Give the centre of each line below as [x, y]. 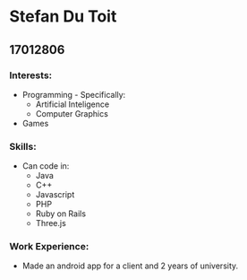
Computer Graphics [72, 113]
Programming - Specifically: [74, 94]
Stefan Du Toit [63, 17]
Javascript [55, 195]
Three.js [51, 223]
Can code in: [46, 166]
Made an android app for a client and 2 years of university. [130, 266]
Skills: [23, 146]
